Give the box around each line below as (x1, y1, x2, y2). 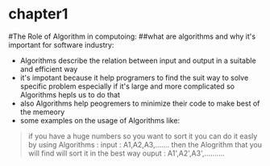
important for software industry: (8, 39, 114, 49)
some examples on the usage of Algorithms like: (19, 115, 180, 125)
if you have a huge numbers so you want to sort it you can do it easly (27, 131, 258, 141)
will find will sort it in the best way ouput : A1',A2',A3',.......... (27, 148, 226, 158)
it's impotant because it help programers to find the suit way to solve (19, 73, 249, 82)
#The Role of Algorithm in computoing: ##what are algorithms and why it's (8, 31, 256, 41)
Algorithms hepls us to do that (19, 89, 121, 99)
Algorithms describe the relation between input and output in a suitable (19, 56, 256, 65)
